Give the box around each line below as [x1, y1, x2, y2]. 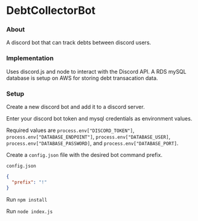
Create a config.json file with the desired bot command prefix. [6, 151, 163, 159]
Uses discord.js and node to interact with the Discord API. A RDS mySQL [6, 68, 187, 75]
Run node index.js [6, 207, 53, 215]
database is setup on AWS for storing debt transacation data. [6, 74, 158, 82]
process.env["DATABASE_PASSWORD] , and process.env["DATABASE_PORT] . [6, 140, 179, 147]
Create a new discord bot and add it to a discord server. [6, 104, 145, 111]
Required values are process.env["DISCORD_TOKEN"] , [6, 127, 135, 134]
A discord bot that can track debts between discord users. [6, 39, 152, 46]
